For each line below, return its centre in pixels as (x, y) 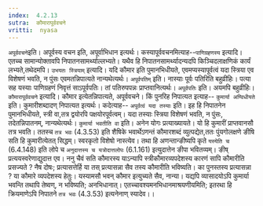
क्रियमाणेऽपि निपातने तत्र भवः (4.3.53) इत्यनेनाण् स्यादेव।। (82, 194)
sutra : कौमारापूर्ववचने (37, 23)
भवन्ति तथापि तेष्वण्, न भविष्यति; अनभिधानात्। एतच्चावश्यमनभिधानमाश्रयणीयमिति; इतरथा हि (120, 185)
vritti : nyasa (33, 30)
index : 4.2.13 (33, 15)
